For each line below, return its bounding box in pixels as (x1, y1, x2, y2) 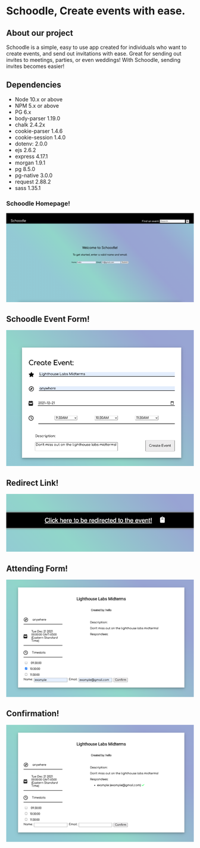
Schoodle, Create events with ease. (6, 4, 186, 18)
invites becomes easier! (6, 63, 64, 70)
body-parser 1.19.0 (14, 114, 61, 122)
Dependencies (6, 80, 61, 90)
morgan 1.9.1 (14, 159, 46, 166)
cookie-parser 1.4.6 (14, 127, 63, 135)
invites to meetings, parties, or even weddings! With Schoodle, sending (6, 57, 181, 63)
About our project (6, 28, 73, 38)
